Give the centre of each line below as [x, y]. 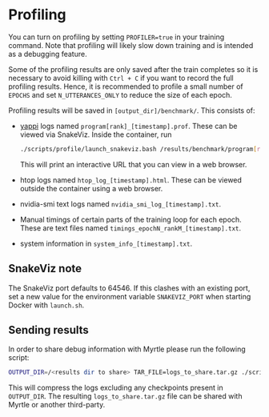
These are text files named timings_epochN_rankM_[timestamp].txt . [130, 228]
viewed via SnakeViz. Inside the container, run [96, 134]
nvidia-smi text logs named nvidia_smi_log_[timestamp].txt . [120, 204]
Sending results [49, 330]
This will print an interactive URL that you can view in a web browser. [133, 164]
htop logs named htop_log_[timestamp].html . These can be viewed [131, 180]
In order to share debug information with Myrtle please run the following [127, 349]
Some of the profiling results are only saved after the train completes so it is [133, 69]
